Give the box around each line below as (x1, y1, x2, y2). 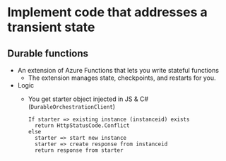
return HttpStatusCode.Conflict (34, 122, 130, 129)
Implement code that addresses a (7, 4, 208, 20)
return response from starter (34, 147, 124, 154)
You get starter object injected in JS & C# (28, 95, 149, 103)
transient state (7, 19, 95, 35)
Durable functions (7, 47, 89, 59)
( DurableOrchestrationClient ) (28, 102, 115, 110)
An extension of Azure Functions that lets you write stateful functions (17, 66, 219, 74)
